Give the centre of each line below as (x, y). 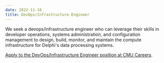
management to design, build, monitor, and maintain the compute (73, 40)
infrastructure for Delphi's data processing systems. (60, 45)
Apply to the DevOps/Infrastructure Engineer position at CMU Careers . (79, 55)
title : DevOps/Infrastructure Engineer (47, 15)
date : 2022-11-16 (24, 10)
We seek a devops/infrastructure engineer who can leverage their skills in (82, 29)
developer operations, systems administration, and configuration (73, 34)
